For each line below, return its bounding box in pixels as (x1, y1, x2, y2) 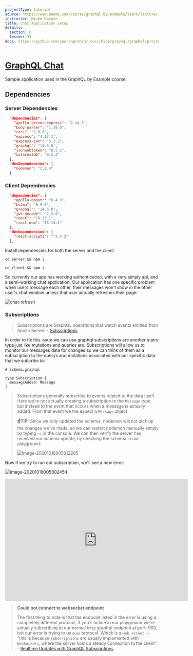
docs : (5, 39, 16, 44)
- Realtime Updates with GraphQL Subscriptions (17, 645, 114, 651)
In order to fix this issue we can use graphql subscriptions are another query (5, 337, 159, 342)
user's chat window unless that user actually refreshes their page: (5, 289, 138, 296)
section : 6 (9, 30, 32, 35)
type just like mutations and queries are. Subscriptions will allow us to (5, 342, 145, 348)
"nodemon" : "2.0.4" (14, 166, 54, 171)
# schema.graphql (5, 367, 40, 372)
